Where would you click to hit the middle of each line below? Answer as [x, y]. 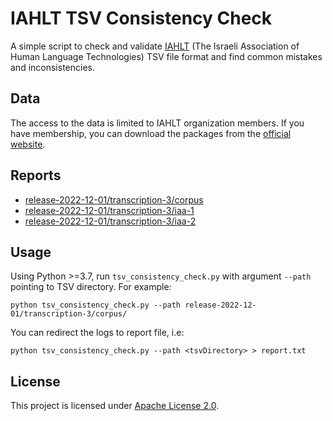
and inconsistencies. [52, 67]
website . [28, 144]
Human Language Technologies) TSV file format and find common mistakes [166, 56]
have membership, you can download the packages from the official [151, 133]
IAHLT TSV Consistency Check [141, 18]
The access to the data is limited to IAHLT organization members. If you [157, 123]
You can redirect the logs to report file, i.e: [97, 333]
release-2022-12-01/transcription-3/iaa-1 [109, 210]
